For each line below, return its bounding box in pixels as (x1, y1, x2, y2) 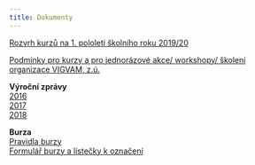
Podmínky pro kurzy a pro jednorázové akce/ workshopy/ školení (9, 54, 246, 65)
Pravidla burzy (9, 136, 62, 146)
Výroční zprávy (9, 81, 67, 91)
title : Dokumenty (9, 12, 73, 22)
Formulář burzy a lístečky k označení (9, 145, 143, 156)
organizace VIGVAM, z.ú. (9, 64, 100, 75)
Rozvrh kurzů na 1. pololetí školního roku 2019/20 (9, 37, 189, 48)
